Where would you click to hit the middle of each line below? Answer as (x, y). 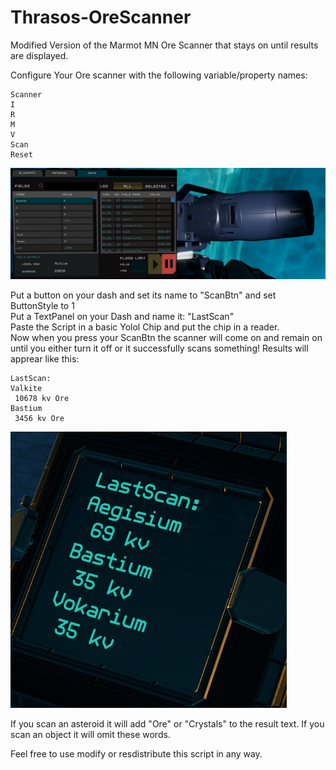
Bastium (26, 409)
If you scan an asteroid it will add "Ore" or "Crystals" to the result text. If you (167, 724)
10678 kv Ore (42, 399)
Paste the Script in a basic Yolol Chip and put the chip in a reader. (145, 327)
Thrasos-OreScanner (101, 17)
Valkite (26, 389)
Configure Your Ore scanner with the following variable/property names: (159, 75)
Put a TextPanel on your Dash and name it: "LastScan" (122, 317)
